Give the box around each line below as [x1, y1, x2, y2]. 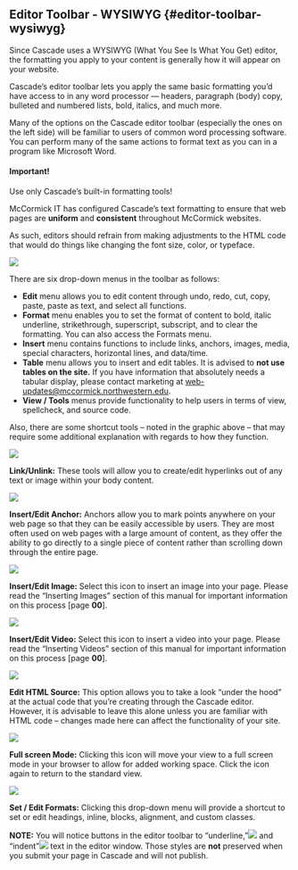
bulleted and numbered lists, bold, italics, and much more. [9, 100, 223, 111]
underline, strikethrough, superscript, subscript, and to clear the [21, 319, 259, 330]
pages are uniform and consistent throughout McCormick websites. [9, 213, 261, 224]
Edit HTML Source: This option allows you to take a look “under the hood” [9, 687, 282, 698]
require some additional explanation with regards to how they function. [9, 432, 269, 443]
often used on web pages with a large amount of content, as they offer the [9, 528, 283, 539]
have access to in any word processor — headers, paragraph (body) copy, [9, 90, 283, 101]
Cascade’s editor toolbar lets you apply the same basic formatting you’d [9, 80, 273, 92]
